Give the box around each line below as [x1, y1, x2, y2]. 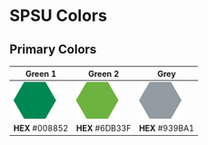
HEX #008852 [13, 123, 69, 133]
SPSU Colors [9, 5, 107, 26]
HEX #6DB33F [75, 123, 132, 133]
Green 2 [87, 68, 120, 79]
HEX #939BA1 [139, 123, 195, 133]
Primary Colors [9, 42, 97, 57]
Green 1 [25, 68, 57, 79]
